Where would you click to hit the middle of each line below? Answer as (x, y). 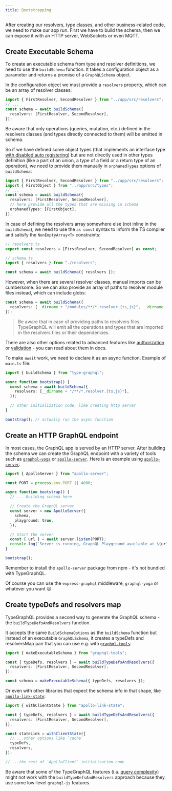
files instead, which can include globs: (46, 293)
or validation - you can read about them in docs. (56, 348)
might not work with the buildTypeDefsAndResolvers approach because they (85, 777)
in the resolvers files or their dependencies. (64, 332)
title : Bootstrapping (28, 10)
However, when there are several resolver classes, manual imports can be (83, 282)
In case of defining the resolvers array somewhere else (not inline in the (81, 224)
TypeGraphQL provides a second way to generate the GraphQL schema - (83, 617)
